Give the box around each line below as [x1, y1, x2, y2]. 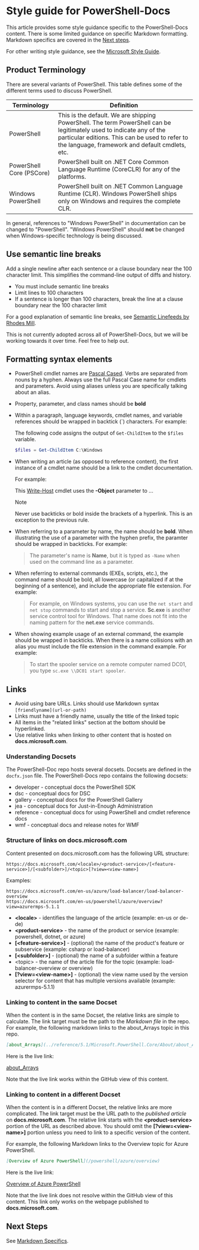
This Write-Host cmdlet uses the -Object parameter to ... [14, 487, 154, 494]
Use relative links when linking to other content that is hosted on [14, 731, 172, 738]
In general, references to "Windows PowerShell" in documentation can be [6, 219, 186, 226]
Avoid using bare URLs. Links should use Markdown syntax [14, 700, 159, 707]
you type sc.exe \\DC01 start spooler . [29, 667, 126, 674]
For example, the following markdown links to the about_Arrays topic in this [6, 1024, 190, 1031]
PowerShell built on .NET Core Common [57, 158, 169, 166]
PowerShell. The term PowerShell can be [57, 118, 172, 127]
